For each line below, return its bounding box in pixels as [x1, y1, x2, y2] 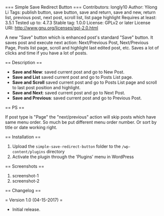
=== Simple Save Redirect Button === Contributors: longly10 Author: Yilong [5, 4, 158, 10]
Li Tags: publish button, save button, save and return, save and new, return [5, 9, 156, 15]
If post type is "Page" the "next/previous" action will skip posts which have [5, 114, 156, 120]
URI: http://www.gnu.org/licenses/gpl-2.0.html [5, 25, 98, 31]
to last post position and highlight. [12, 85, 81, 90]
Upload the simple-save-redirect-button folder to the [12, 144, 121, 149]
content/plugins [12, 149, 46, 154]
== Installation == [5, 134, 41, 140]
